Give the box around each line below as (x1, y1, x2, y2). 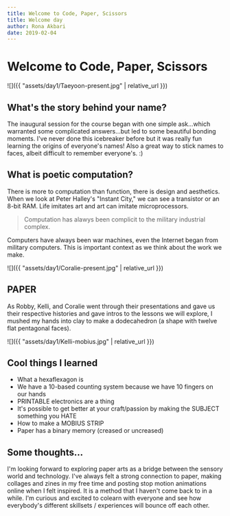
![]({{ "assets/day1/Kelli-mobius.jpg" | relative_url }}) (7, 337, 154, 345)
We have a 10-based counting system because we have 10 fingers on (16, 383, 214, 391)
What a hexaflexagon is (16, 376, 84, 384)
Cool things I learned (7, 357, 98, 369)
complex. (23, 222, 50, 230)
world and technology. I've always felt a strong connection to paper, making (7, 472, 222, 480)
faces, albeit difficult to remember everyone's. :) (7, 149, 143, 157)
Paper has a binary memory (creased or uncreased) (16, 427, 164, 435)
